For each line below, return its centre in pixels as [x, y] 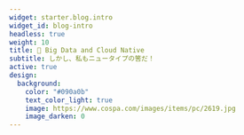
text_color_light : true [69, 100]
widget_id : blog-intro [51, 26]
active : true [33, 67]
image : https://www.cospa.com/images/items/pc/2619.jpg [131, 108]
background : [39, 83]
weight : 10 [29, 42]
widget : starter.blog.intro [61, 17]
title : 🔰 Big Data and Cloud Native [77, 51]
